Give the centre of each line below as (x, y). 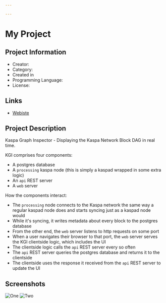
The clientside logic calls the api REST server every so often (74, 247)
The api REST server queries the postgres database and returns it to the (86, 252)
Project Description (36, 128)
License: (21, 85)
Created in (23, 74)
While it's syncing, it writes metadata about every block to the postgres (85, 221)
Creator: (21, 64)
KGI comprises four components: (39, 155)
